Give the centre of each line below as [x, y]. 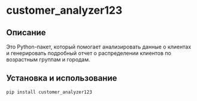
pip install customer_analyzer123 [49, 92]
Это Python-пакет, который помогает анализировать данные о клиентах [99, 47]
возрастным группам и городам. [49, 59]
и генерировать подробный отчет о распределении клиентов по [89, 53]
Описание [26, 33]
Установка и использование [62, 78]
